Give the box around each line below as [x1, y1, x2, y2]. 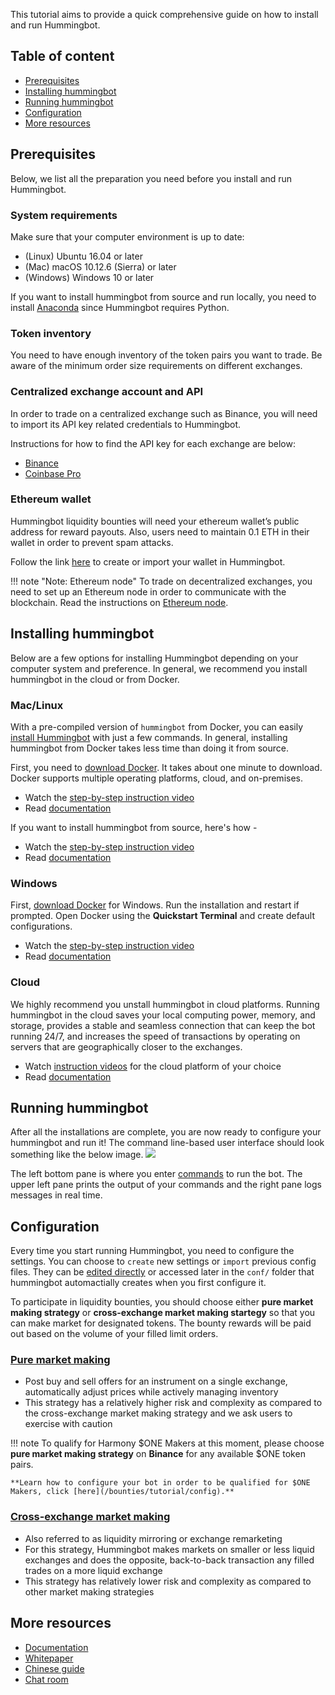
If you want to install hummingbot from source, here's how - [10, 821, 258, 833]
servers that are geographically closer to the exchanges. [10, 1040, 243, 1053]
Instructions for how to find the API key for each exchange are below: [10, 437, 296, 449]
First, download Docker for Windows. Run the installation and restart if [10, 899, 300, 911]
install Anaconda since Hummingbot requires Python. [10, 301, 230, 313]
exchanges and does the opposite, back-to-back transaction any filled [24, 1554, 315, 1566]
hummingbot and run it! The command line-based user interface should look [10, 1137, 325, 1149]
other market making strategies [24, 1585, 155, 1598]
